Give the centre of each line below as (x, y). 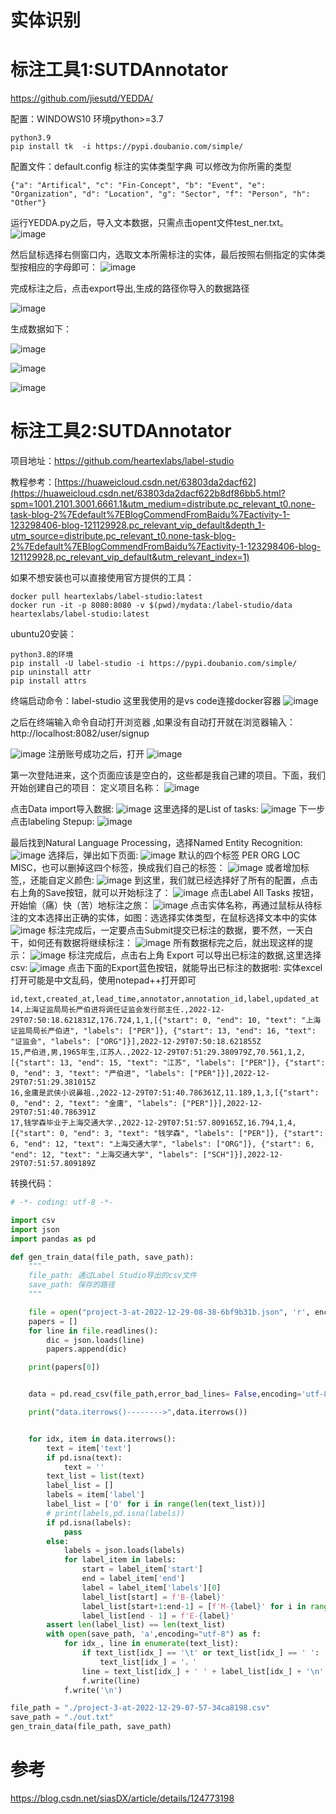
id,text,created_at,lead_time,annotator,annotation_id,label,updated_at (165, 999)
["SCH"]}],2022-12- (243, 1155)
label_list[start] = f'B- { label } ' (153, 1597)
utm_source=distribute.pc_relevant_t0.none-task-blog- (123, 536)
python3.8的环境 (42, 655)
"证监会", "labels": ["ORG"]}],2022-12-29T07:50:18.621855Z (136, 1042)
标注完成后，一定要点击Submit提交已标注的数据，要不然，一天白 (181, 930)
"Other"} (28, 203)
